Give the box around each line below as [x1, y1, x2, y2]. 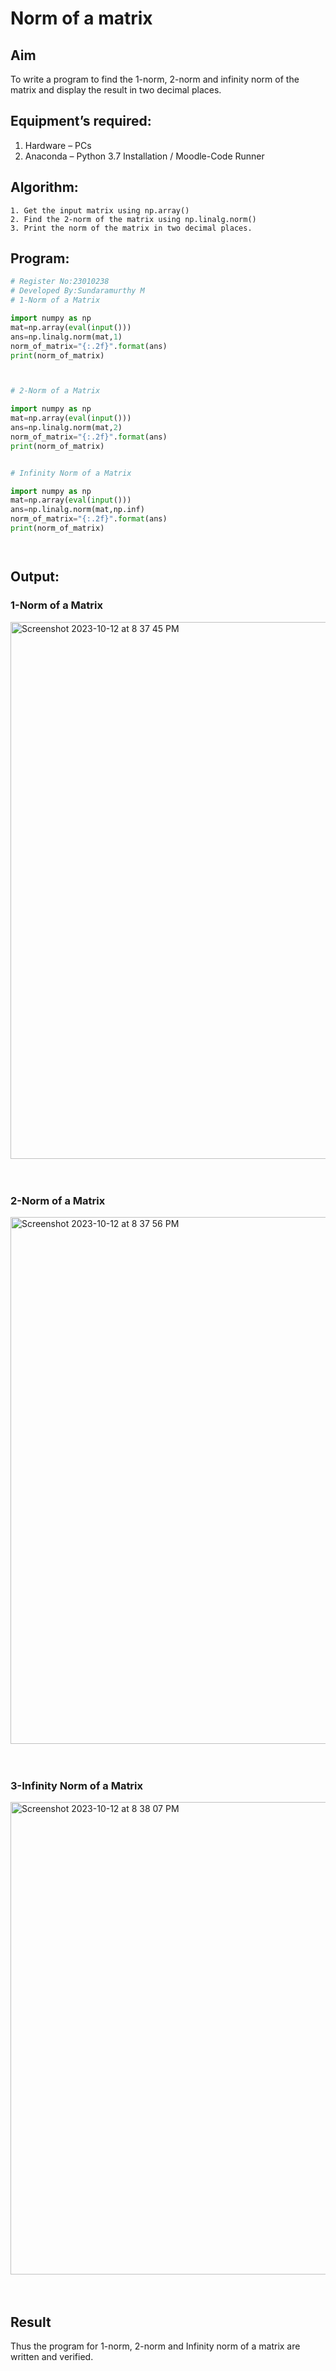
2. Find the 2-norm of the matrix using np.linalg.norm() [10, 214, 257, 224]
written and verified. [10, 2351, 94, 2363]
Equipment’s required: [10, 113, 152, 130]
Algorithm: [10, 179, 79, 196]
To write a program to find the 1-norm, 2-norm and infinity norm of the [10, 73, 300, 85]
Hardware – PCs [24, 139, 92, 151]
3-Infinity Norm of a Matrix [10, 1778, 144, 1792]
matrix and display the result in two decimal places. [10, 84, 222, 96]
